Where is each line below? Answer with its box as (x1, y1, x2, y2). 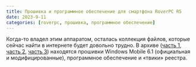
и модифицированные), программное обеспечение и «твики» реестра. (6, 54, 188, 62)
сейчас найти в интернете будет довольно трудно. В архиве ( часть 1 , (6, 42, 182, 49)
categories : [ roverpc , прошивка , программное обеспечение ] (6, 19, 156, 25)
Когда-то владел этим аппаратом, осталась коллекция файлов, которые (6, 36, 190, 43)
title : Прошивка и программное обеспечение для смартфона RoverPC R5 (6, 8, 182, 15)
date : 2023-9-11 (6, 14, 46, 20)
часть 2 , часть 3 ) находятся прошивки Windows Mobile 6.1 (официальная (6, 48, 191, 55)
